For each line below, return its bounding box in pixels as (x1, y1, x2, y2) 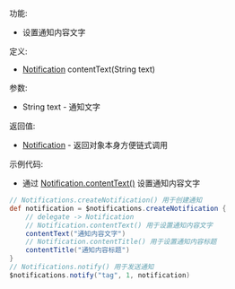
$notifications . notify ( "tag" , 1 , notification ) (9, 270, 191, 280)
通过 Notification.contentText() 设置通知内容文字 (22, 178, 200, 188)
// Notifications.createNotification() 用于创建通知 (9, 196, 203, 205)
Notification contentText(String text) (22, 64, 155, 74)
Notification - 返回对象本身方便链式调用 (22, 140, 169, 150)
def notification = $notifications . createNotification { (9, 204, 227, 213)
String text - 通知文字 (22, 101, 101, 112)
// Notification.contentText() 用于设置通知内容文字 (25, 221, 213, 230)
